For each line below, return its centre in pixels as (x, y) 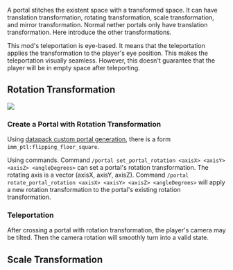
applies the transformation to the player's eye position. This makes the (107, 53)
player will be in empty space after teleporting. (74, 68)
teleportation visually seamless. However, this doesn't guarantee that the (111, 61)
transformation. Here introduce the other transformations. (89, 32)
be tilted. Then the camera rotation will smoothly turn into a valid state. (108, 238)
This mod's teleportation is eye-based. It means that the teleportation (106, 46)
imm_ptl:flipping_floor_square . (53, 147)
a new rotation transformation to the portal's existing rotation (94, 190)
